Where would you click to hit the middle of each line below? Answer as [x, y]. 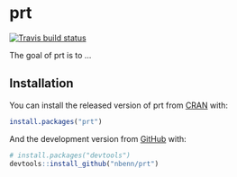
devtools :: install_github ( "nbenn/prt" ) [84, 164]
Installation [41, 84]
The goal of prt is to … [50, 55]
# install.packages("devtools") [70, 155]
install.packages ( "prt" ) [56, 121]
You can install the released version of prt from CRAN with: [118, 105]
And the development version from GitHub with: [98, 138]
